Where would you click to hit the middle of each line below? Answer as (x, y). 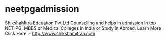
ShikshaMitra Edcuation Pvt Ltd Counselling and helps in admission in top (81, 23)
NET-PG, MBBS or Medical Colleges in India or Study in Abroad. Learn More (83, 28)
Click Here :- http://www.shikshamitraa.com (50, 33)
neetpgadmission (42, 9)
